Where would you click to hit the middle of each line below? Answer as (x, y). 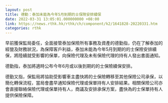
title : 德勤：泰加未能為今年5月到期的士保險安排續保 (53, 14)
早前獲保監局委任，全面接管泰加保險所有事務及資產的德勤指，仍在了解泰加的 (84, 43)
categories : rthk (23, 28)
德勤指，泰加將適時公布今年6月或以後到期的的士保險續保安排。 (70, 66)
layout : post (19, 10)
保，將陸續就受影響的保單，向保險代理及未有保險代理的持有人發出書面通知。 (84, 56)
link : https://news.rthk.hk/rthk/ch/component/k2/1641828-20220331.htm (81, 24)
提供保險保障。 (20, 96)
